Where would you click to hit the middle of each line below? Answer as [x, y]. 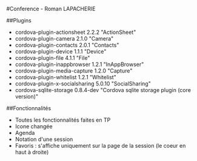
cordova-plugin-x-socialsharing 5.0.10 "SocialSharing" [83, 84]
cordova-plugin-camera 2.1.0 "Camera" [64, 38]
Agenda [25, 133]
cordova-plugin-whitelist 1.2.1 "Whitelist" [65, 77]
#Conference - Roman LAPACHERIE [51, 9]
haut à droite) [32, 152]
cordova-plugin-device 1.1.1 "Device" [61, 51]
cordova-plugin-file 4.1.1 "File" [52, 58]
